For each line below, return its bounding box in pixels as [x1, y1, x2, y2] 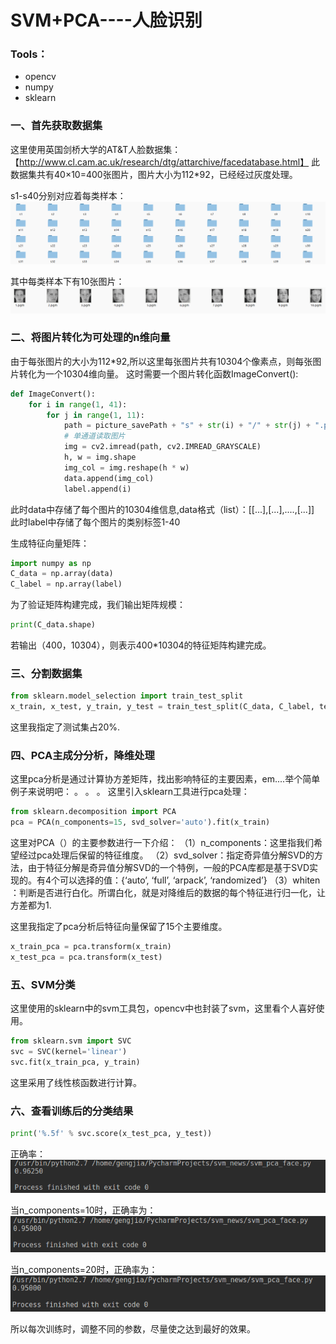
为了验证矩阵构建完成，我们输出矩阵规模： [10, 599, 186, 611]
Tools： [10, 47, 48, 61]
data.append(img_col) [63, 473, 155, 483]
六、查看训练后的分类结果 [10, 1104, 134, 1118]
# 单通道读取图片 [63, 431, 126, 441]
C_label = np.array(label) [10, 579, 123, 590]
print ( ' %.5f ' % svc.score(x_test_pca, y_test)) [10, 1129, 213, 1139]
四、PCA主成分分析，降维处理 [10, 749, 155, 763]
